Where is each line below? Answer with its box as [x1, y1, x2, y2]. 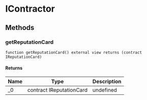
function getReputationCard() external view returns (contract [5, 50, 142, 55]
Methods [5, 23, 35, 32]
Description [92, 78, 122, 85]
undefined [92, 87, 117, 94]
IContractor [5, 3, 55, 15]
